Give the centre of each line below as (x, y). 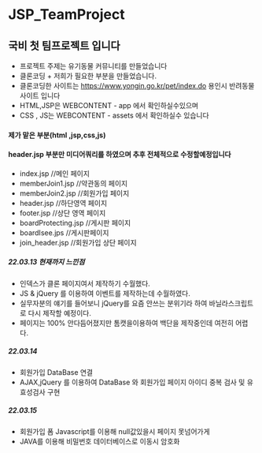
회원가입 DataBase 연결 (56, 372)
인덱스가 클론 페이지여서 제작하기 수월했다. (85, 283)
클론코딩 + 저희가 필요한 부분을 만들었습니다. (88, 76)
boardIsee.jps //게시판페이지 (64, 232)
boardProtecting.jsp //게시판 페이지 (75, 223)
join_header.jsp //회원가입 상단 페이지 (78, 242)
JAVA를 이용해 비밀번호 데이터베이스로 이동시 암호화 (100, 441)
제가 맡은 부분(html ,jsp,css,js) (57, 135)
